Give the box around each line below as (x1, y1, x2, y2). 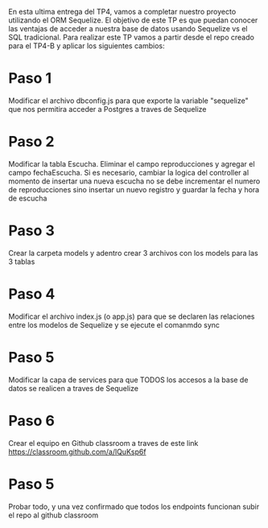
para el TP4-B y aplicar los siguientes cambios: (8, 41, 165, 51)
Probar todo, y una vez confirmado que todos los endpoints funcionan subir (8, 501, 260, 511)
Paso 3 (8, 221, 55, 240)
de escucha (8, 193, 47, 203)
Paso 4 (8, 285, 56, 303)
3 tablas (8, 257, 35, 266)
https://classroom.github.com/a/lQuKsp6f (8, 447, 146, 456)
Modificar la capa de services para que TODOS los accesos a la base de (8, 374, 249, 385)
